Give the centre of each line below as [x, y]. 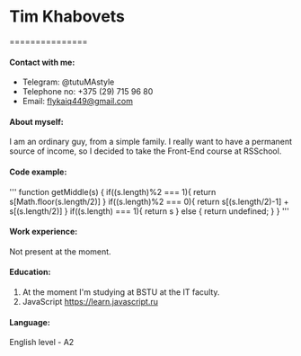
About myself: [37, 121]
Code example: [38, 172]
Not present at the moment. [60, 251]
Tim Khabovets [67, 17]
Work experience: [44, 232]
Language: [30, 322]
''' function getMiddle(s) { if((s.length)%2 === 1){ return [113, 191]
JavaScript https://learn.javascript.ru [90, 301]
